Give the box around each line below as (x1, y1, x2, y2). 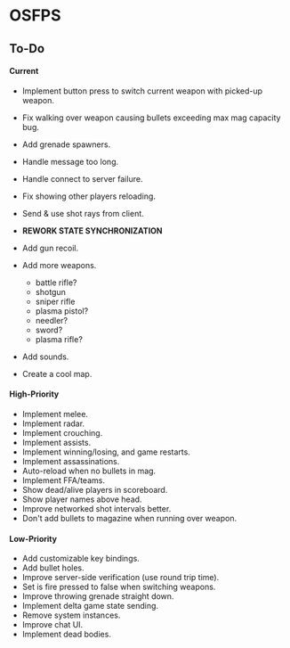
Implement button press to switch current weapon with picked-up (21, 86, 263, 96)
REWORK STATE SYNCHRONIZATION (21, 225, 163, 236)
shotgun (35, 286, 67, 297)
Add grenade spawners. (21, 139, 111, 150)
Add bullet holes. (21, 562, 85, 573)
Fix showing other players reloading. (21, 191, 156, 201)
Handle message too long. (21, 156, 118, 167)
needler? (35, 315, 68, 325)
